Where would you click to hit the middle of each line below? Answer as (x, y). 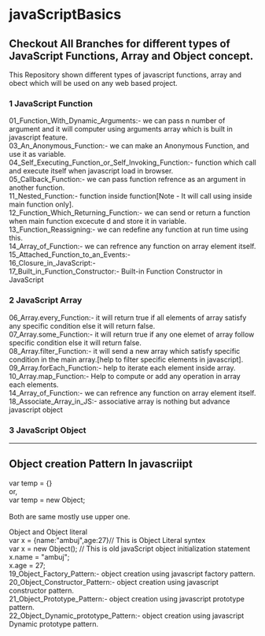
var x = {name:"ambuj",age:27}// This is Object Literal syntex (107, 540)
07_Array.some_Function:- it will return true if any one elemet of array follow (132, 334)
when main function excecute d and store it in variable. (98, 221)
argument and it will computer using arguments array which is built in (121, 129)
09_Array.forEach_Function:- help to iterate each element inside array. (122, 367)
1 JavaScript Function (51, 103)
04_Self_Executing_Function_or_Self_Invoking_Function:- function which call (132, 162)
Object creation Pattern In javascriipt (101, 464)
